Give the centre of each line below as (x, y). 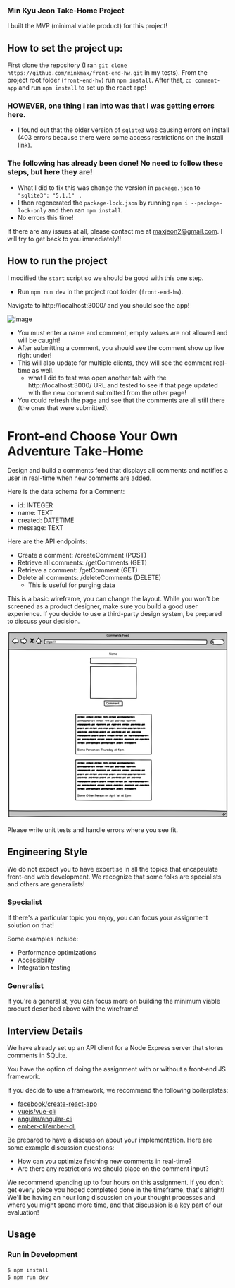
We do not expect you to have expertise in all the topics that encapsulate (113, 869)
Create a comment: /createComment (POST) (82, 555)
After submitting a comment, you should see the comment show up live (121, 347)
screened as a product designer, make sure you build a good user (103, 606)
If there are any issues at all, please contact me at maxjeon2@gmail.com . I (115, 231)
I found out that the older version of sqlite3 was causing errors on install (123, 130)
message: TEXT (40, 528)
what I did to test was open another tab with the (97, 378)
